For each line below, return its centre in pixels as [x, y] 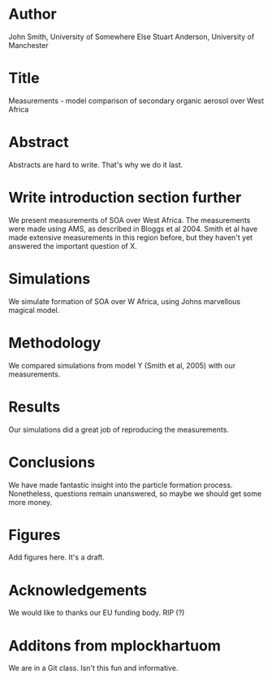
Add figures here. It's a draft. [57, 557]
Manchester [28, 45]
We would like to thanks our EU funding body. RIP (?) [97, 613]
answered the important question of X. [73, 246]
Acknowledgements [78, 590]
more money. [30, 502]
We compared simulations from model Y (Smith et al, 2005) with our [122, 365]
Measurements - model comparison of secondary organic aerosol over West [136, 100]
